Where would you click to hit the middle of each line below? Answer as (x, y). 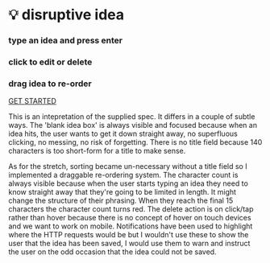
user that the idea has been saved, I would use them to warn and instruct (129, 244)
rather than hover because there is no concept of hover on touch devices (130, 218)
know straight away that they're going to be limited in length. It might (122, 192)
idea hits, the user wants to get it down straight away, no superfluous (123, 134)
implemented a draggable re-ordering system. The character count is (123, 175)
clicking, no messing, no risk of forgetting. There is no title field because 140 (135, 142)
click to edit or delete (50, 62)
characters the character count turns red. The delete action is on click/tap (131, 209)
